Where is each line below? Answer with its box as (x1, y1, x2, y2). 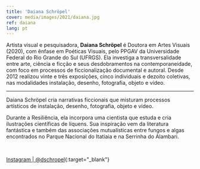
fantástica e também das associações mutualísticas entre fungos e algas (6, 127, 185, 134)
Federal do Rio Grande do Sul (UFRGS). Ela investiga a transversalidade (6, 54, 182, 61)
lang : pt (6, 25, 28, 31)
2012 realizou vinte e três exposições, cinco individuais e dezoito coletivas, (6, 73, 190, 80)
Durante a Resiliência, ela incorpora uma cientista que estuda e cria (6, 114, 171, 122)
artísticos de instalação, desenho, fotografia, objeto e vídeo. (6, 103, 154, 110)
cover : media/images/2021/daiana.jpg (6, 14, 100, 20)
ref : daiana (6, 20, 36, 25)
